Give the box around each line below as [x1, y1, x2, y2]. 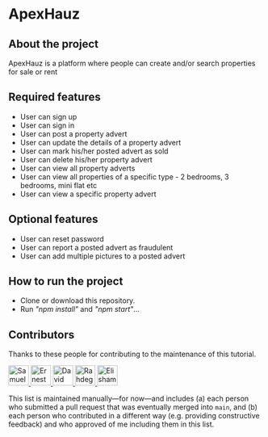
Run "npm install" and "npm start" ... [19, 305, 140, 314]
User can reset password [19, 233, 105, 243]
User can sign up [19, 111, 77, 121]
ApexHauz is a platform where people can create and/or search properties [8, 58, 256, 68]
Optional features [8, 212, 98, 226]
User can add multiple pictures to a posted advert [19, 251, 186, 261]
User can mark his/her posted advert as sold [19, 146, 169, 156]
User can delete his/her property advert [19, 154, 153, 164]
